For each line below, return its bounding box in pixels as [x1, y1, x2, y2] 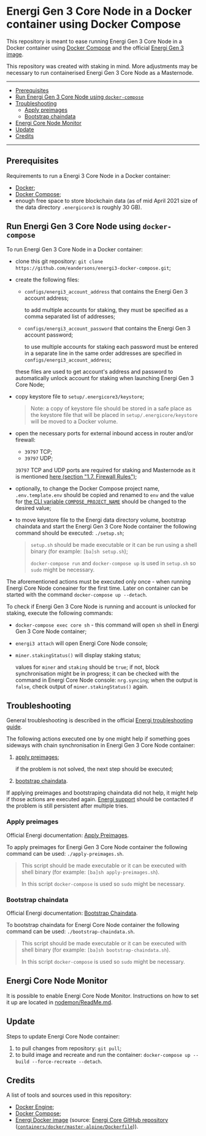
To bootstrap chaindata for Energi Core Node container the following [6, 921, 180, 928]
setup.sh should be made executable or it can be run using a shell [30, 541, 197, 548]
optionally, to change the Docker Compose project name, [15, 484, 160, 492]
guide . [6, 723, 23, 731]
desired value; [15, 504, 51, 511]
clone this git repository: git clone [15, 257, 103, 265]
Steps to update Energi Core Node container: [6, 1032, 120, 1040]
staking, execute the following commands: [6, 609, 113, 617]
